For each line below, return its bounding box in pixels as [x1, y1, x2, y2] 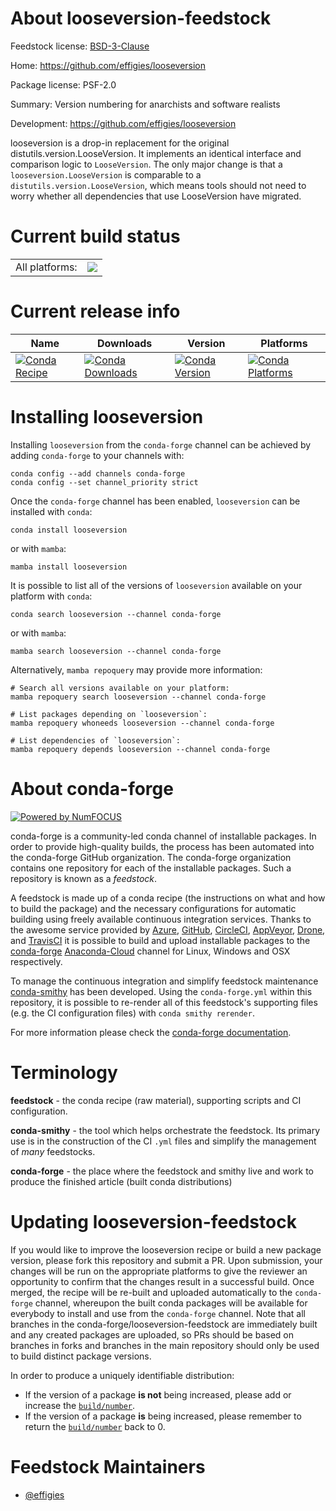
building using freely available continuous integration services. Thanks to [10, 913, 312, 925]
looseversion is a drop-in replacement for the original [10, 137, 230, 149]
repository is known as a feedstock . [10, 872, 158, 884]
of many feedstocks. [10, 1145, 96, 1157]
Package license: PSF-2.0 [10, 78, 117, 91]
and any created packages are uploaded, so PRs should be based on [10, 1328, 294, 1341]
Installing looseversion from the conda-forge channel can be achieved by [10, 438, 312, 451]
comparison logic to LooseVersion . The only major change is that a [10, 158, 283, 170]
